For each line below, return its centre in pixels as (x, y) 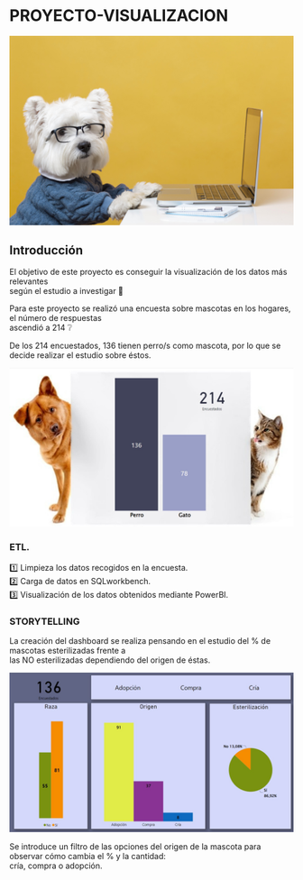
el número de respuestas (55, 318)
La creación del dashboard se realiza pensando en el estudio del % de (140, 641)
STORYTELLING (45, 621)
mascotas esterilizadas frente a (68, 651)
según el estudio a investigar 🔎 (67, 291)
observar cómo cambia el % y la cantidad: (88, 856)
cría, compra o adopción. (56, 866)
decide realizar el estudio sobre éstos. (80, 355)
